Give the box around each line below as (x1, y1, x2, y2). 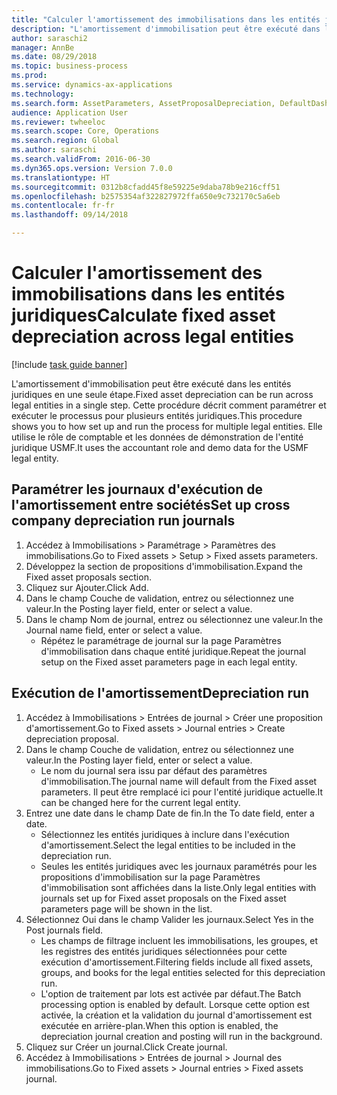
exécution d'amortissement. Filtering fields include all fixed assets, (40, 956, 314, 968)
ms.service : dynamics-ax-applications (11, 80, 173, 90)
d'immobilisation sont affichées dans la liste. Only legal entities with (40, 881, 317, 893)
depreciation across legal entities (11, 326, 294, 348)
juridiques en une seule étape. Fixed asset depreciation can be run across (11, 388, 314, 400)
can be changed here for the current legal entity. (40, 796, 241, 808)
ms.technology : (11, 89, 75, 99)
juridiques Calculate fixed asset (11, 304, 276, 327)
